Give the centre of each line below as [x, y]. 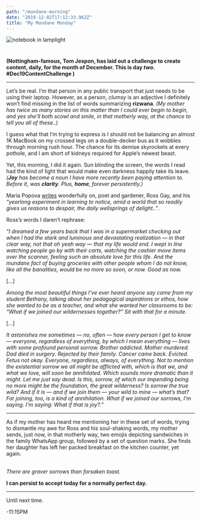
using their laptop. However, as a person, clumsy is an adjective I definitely [98, 97]
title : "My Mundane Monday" [41, 23]
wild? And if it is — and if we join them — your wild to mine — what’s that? [98, 392]
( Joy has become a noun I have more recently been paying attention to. [95, 178]
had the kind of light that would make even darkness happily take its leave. [98, 172]
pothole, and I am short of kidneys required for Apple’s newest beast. [91, 154]
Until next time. [25, 500]
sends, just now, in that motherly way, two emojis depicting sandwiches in [97, 435]
